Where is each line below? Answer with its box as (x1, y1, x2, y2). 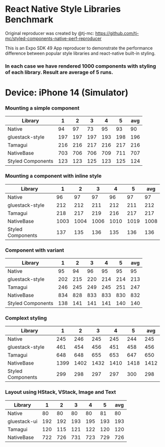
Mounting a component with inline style (5, 173, 102, 180)
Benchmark (5, 14, 54, 25)
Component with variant (5, 247, 64, 254)
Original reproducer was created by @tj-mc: (5, 30, 94, 36)
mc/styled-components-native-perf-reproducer (5, 36, 102, 41)
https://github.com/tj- (95, 30, 139, 36)
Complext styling (5, 314, 47, 321)
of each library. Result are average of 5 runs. (5, 69, 113, 75)
